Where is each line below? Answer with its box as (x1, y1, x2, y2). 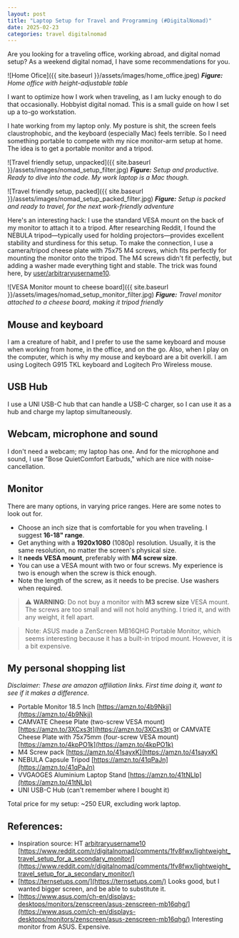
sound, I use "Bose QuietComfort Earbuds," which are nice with (7, 454, 194, 463)
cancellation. (7, 462, 45, 470)
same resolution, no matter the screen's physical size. (17, 546, 177, 555)
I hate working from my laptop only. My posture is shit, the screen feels (7, 122, 216, 130)
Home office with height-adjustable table (7, 79, 128, 88)
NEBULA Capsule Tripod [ (17, 756, 94, 764)
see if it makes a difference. (7, 689, 90, 697)
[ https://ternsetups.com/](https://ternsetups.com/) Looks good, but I (17, 877, 220, 886)
